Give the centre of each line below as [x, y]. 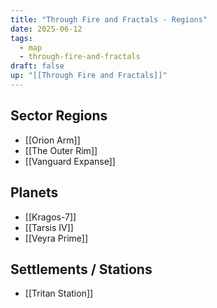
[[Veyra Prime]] [56, 238]
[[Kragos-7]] [50, 217]
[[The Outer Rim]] [61, 150]
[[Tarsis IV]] [49, 227]
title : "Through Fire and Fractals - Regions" [109, 19]
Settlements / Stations [81, 269]
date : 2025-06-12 [46, 29]
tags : [21, 38]
